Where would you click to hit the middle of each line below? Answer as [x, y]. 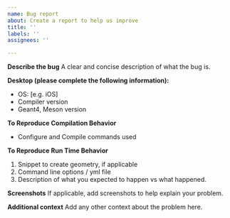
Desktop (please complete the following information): [88, 81]
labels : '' [23, 34]
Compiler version [43, 102]
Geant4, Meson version [52, 109]
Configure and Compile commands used [77, 137]
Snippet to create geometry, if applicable [78, 165]
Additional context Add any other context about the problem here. [105, 207]
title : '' [22, 27]
